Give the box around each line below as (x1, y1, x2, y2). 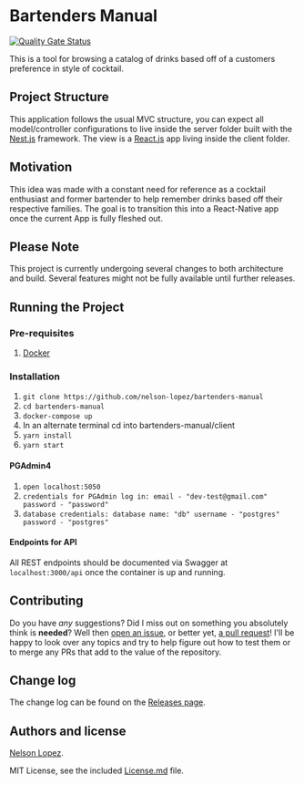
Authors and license (9, 723, 127, 739)
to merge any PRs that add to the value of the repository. (9, 646, 222, 657)
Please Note (9, 239, 80, 254)
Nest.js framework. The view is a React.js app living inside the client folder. (9, 133, 290, 144)
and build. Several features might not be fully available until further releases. (9, 273, 296, 284)
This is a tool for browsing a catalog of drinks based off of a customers (9, 53, 276, 64)
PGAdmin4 (9, 460, 52, 470)
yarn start (22, 441, 65, 450)
